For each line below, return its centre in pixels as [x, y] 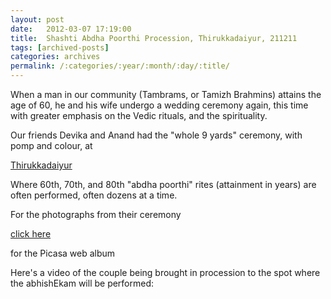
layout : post [37, 19]
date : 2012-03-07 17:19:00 [71, 29]
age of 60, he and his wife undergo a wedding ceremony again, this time [159, 105]
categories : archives [55, 57]
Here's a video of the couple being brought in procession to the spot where [165, 272]
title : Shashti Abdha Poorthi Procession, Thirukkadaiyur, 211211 [154, 38]
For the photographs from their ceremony [96, 214]
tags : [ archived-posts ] [60, 47]
